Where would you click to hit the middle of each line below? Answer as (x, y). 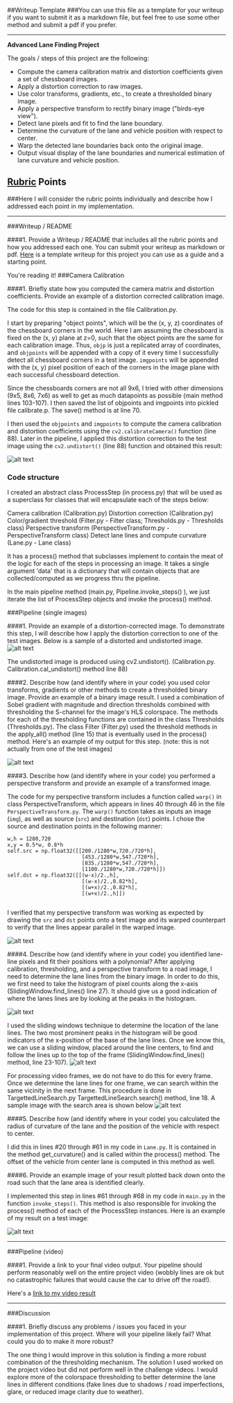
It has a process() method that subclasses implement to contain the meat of (115, 556)
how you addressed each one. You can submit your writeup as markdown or (116, 247)
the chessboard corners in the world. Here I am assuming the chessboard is (115, 330)
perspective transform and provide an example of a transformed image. (109, 783)
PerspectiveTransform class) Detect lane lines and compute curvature (107, 536)
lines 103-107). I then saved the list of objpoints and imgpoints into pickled (113, 403)
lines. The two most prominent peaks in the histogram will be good (102, 1033)
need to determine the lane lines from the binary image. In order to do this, (113, 977)
